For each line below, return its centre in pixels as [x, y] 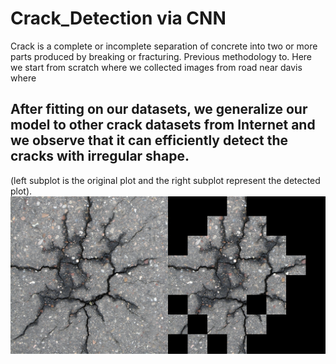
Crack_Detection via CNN [118, 18]
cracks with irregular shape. [100, 156]
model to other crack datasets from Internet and [163, 125]
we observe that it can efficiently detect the [149, 140]
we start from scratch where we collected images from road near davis [156, 67]
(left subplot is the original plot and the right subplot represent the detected [165, 180]
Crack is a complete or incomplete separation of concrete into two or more [164, 46]
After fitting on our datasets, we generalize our [159, 109]
